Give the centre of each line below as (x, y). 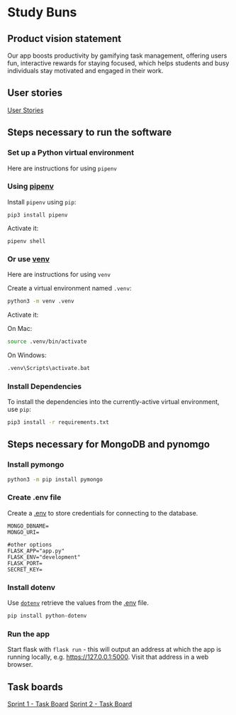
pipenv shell (27, 241)
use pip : (19, 410)
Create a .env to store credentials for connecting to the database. (103, 513)
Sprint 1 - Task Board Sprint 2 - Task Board (70, 704)
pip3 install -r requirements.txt (58, 422)
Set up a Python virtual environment (71, 153)
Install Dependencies (45, 386)
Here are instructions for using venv (59, 275)
